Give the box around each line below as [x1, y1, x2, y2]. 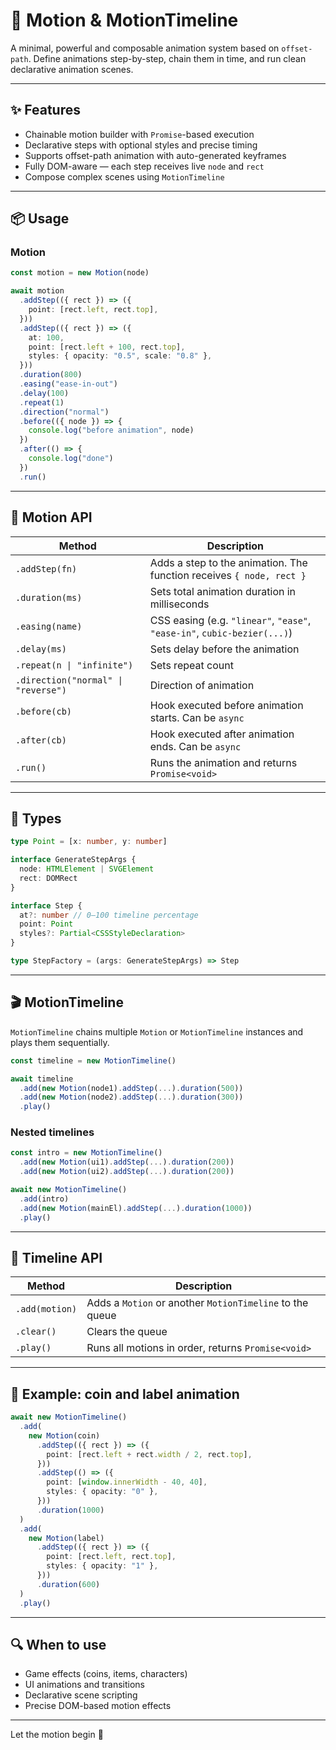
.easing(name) [15, 620, 83, 632]
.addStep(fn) [15, 563, 78, 574]
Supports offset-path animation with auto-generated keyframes [24, 149, 287, 161]
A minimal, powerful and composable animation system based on [10, 42, 280, 54]
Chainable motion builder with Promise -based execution [24, 128, 255, 140]
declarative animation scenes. [10, 63, 134, 75]
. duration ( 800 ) [19, 370, 83, 380]
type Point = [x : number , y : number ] [10, 837, 168, 847]
